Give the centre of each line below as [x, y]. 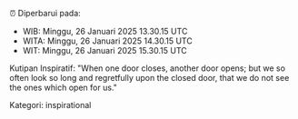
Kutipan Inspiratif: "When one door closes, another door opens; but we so [148, 68]
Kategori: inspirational [50, 105]
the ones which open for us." [64, 87]
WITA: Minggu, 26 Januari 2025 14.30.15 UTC [107, 41]
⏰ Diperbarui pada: [45, 13]
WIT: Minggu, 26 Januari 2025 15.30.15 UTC [105, 50]
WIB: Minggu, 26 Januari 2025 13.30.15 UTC [105, 31]
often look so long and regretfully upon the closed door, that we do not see [149, 78]
